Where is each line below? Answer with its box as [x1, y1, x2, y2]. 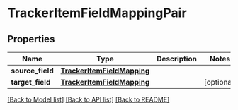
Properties [7, 33, 55, 45]
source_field [11, 66, 55, 75]
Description [157, 54, 197, 63]
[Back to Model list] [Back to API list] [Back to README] [7, 95, 170, 104]
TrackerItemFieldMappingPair [7, 5, 187, 21]
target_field [11, 78, 51, 87]
